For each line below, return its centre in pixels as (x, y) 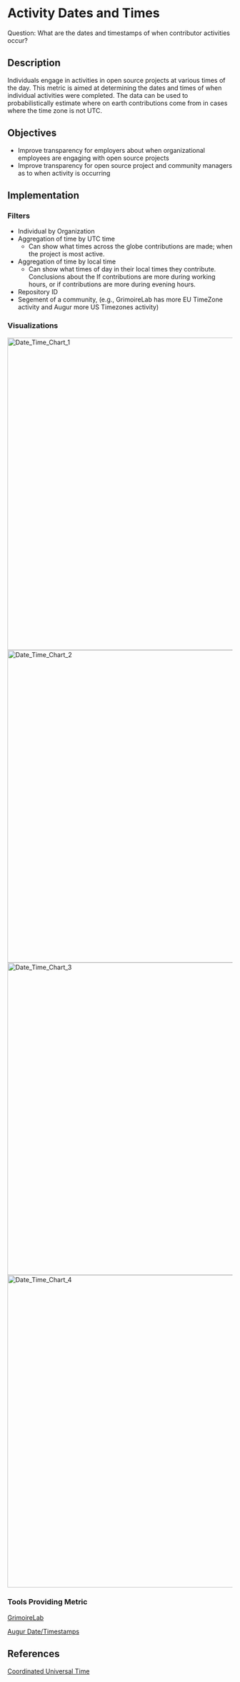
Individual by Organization (56, 231)
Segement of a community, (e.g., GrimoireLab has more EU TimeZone (120, 300)
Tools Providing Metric (47, 1602)
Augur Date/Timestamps (44, 1631)
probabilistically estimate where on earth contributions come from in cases (117, 103)
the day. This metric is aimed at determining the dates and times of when (115, 88)
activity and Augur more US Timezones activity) (88, 307)
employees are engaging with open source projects (93, 158)
